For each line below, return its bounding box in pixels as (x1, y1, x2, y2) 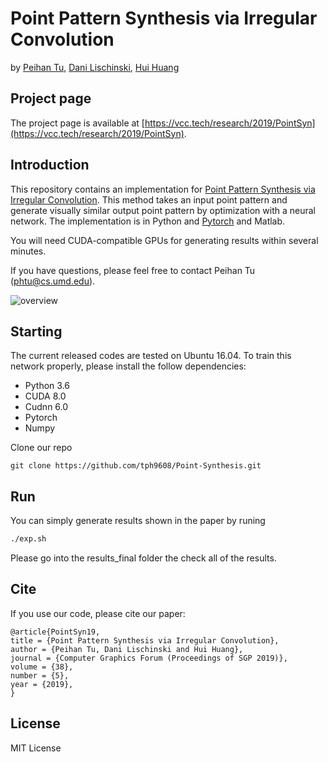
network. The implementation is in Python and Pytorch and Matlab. (10, 215, 286, 227)
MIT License (10, 742, 62, 754)
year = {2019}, (10, 679, 74, 689)
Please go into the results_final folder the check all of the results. (10, 552, 277, 564)
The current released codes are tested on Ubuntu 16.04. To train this (10, 350, 292, 362)
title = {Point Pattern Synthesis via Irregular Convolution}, (10, 635, 280, 646)
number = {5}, (10, 670, 70, 681)
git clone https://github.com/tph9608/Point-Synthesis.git (10, 461, 262, 471)
